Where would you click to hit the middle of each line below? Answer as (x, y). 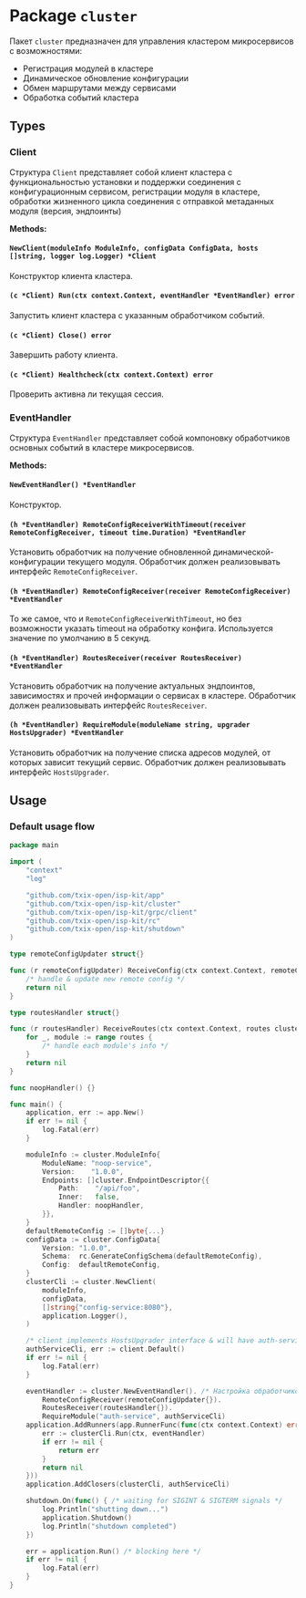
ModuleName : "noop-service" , (97, 1163)
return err (79, 1450)
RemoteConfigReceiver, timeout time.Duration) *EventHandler (128, 533)
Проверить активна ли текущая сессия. (87, 394)
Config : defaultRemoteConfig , (102, 1265)
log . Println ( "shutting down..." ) (106, 1510)
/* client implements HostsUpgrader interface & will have (140, 1341)
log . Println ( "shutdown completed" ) (110, 1526)
